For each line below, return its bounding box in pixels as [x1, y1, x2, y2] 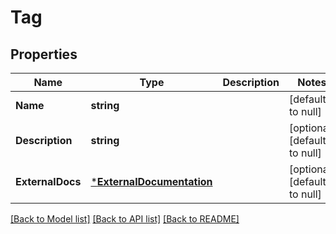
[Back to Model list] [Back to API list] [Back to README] [10, 213, 240, 225]
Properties [10, 46, 78, 63]
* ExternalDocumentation [90, 175, 213, 188]
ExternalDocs [15, 175, 82, 188]
